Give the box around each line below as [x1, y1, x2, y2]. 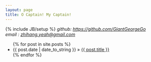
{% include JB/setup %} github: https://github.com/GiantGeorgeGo [5, 26, 146, 32]
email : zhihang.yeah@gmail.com [5, 31, 75, 37]
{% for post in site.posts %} [12, 41, 71, 47]
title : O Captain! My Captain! [5, 12, 72, 17]
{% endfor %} [12, 51, 42, 58]
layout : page [5, 7, 33, 13]
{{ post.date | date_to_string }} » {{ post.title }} [12, 46, 110, 52]
